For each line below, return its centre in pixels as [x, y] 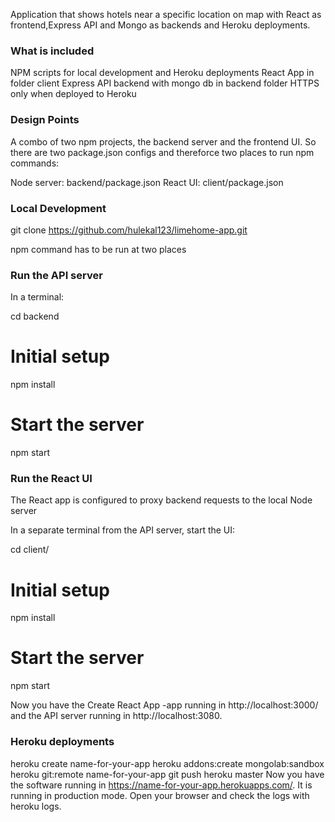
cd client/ [30, 550]
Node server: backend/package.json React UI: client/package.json [147, 182]
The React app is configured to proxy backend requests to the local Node [161, 500]
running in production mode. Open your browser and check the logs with [160, 795]
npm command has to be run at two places [98, 249]
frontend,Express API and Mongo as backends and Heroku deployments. [160, 25]
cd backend [35, 316]
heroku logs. [36, 806]
